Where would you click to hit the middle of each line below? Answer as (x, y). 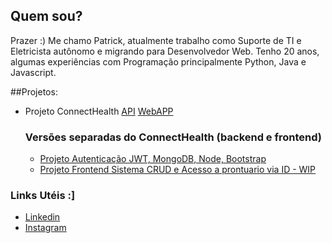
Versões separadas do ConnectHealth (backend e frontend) (173, 137)
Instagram (45, 228)
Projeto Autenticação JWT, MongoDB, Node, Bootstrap (153, 159)
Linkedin (42, 217)
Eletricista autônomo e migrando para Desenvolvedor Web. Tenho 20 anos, (165, 51)
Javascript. (33, 72)
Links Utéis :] (43, 196)
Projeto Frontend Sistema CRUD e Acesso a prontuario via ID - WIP (178, 170)
